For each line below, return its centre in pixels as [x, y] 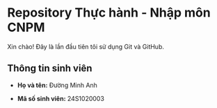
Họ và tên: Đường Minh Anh [57, 85]
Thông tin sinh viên [50, 68]
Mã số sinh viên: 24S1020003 [61, 98]
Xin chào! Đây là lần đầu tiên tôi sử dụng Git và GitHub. [86, 46]
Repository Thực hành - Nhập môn [109, 13]
